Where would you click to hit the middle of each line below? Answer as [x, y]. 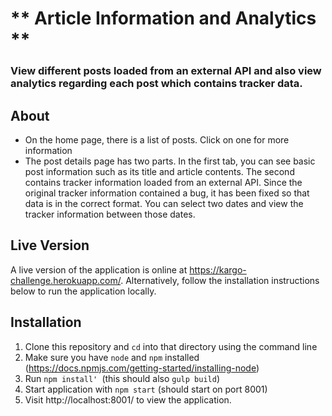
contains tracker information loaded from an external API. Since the [163, 182]
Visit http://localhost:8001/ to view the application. [128, 399]
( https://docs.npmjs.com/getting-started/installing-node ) [142, 368]
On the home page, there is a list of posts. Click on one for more [157, 139]
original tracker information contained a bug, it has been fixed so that [167, 193]
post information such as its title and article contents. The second [159, 171]
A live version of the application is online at [99, 269]
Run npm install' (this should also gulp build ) [122, 378]
